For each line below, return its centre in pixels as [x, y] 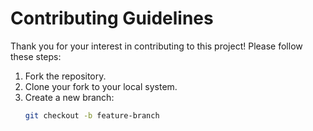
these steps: [36, 56]
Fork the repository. [65, 76]
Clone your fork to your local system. [101, 86]
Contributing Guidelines [112, 18]
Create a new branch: [69, 97]
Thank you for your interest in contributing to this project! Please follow [156, 46]
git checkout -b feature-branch [92, 115]
